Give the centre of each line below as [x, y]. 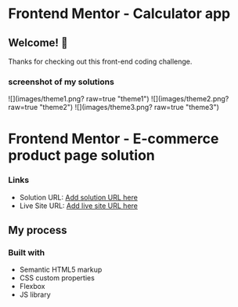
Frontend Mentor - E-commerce [114, 139]
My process [38, 230]
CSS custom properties [57, 278]
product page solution [81, 156]
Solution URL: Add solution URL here [79, 197]
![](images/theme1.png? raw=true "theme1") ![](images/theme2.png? [119, 99]
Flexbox [32, 287]
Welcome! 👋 [38, 43]
